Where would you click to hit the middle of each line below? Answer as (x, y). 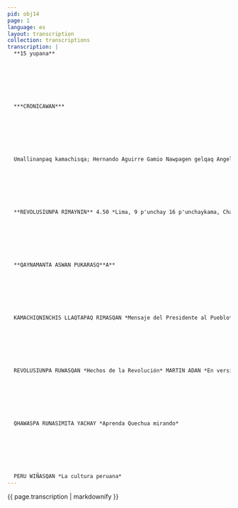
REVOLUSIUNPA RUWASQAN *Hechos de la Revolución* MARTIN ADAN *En (114, 371)
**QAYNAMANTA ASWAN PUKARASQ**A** (64, 265)
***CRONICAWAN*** (39, 107)
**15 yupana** (34, 54)
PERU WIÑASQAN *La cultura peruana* (68, 477)
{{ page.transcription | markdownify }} (63, 496)
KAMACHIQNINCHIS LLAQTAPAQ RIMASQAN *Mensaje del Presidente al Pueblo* (123, 318)
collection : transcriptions (49, 40)
